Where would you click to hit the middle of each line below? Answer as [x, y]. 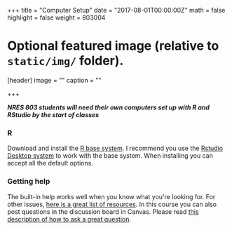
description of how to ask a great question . [69, 219]
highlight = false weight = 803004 [56, 18]
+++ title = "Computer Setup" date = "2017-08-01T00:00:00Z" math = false [116, 10]
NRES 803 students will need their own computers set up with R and [109, 107]
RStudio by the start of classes [53, 114]
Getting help [29, 182]
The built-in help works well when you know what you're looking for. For [111, 196]
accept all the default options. [50, 163]
